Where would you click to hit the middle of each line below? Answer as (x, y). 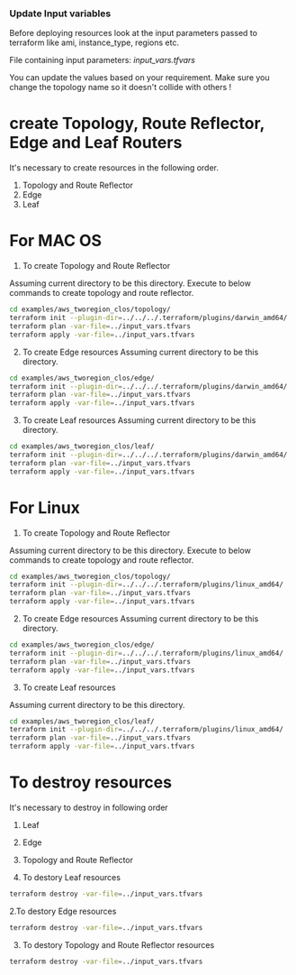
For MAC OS (55, 241)
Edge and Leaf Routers (96, 143)
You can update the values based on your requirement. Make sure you (139, 78)
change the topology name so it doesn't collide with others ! (121, 87)
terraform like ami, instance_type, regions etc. (94, 42)
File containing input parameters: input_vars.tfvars (103, 60)
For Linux (45, 507)
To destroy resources (91, 782)
